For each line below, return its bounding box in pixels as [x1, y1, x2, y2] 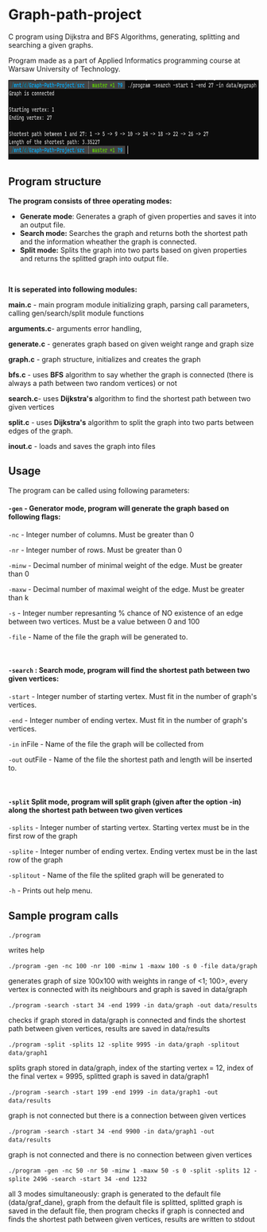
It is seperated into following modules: [8, 284, 137, 294]
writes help [8, 945, 45, 955]
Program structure [8, 175, 102, 188]
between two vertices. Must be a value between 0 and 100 [8, 616, 200, 626]
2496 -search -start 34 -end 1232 [33, 1175, 148, 1183]
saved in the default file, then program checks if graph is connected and [8, 1206, 245, 1215]
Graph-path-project [8, 6, 142, 24]
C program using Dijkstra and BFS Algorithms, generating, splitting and [8, 32, 240, 41]
